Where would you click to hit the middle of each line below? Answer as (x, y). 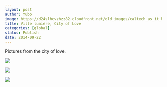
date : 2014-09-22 (23, 38)
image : (12, 19)
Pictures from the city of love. (36, 51)
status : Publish (22, 33)
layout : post (19, 10)
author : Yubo (19, 14)
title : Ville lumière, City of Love (43, 23)
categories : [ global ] (28, 28)
